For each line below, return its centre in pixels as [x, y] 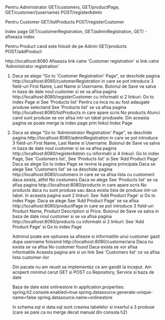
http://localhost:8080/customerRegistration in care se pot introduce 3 [83, 81]
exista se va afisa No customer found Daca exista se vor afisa [75, 247]
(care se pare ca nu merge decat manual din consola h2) [70, 312]
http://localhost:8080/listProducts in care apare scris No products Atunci [86, 112]
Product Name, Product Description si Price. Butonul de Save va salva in [85, 211]
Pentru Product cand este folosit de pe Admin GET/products [66, 46]
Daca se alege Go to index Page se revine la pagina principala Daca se [84, 164]
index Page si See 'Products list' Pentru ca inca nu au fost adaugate [81, 102]
